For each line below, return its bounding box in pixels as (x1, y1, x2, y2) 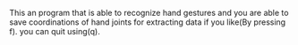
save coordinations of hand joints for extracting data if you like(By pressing (9, 17, 286, 27)
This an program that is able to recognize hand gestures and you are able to (9, 8, 289, 18)
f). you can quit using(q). (9, 26, 101, 36)
